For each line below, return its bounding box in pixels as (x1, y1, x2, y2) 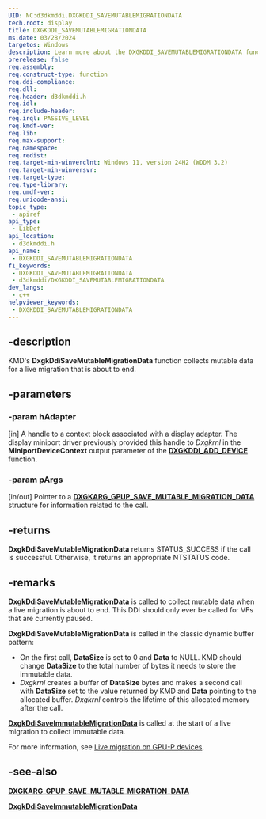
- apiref (11, 210, 41, 218)
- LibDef (11, 225, 41, 233)
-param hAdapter (8, 411, 77, 422)
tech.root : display (8, 19, 73, 27)
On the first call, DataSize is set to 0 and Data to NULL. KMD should (19, 653, 242, 662)
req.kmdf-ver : (8, 122, 55, 130)
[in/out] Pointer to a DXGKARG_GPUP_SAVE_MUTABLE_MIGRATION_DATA (8, 492, 255, 502)
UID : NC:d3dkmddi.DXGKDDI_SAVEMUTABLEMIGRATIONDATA (8, 11, 182, 20)
